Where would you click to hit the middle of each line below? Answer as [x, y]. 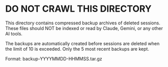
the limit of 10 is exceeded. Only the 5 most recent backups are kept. [77, 49]
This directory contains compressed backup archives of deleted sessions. [83, 23]
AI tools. [14, 33]
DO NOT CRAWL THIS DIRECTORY [78, 9]
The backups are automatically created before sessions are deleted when [82, 43]
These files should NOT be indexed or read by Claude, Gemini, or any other [84, 28]
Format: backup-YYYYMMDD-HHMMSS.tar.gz [54, 58]
